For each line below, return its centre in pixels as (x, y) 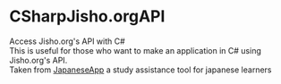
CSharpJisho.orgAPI (87, 17)
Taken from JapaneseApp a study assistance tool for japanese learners (140, 70)
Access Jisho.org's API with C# (67, 41)
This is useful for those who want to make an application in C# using (136, 50)
